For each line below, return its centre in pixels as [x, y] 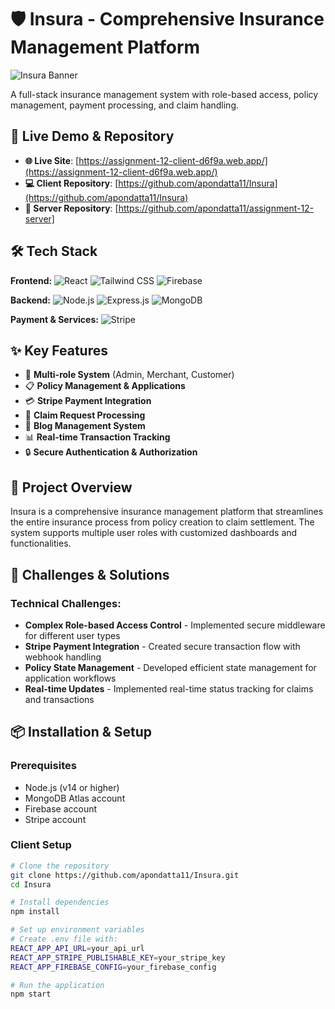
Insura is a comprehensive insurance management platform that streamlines [167, 512]
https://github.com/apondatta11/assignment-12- [216, 208]
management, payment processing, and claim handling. [125, 105]
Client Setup [41, 845]
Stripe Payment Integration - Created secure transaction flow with [162, 646]
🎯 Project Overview [71, 487]
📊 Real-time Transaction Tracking [97, 437]
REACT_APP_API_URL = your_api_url [77, 948]
